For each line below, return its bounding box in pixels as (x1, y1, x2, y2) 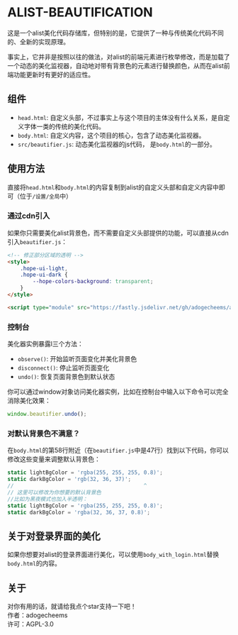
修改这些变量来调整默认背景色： (7, 455, 101, 463)
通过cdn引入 (7, 211, 50, 221)
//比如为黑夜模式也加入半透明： (7, 495, 88, 502)
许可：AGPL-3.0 (7, 620, 55, 629)
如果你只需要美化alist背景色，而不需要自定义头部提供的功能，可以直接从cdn (7, 228, 229, 237)
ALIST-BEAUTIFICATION (7, 4, 154, 21)
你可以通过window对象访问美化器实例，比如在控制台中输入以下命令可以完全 (7, 387, 229, 396)
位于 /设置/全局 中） (19, 192, 72, 200)
